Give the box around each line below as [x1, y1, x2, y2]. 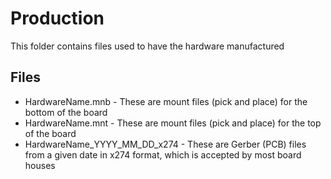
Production [10, 7, 105, 30]
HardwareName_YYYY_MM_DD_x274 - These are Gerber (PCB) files [24, 138, 307, 150]
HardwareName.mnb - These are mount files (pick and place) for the [24, 95, 308, 107]
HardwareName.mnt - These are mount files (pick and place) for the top [24, 117, 322, 129]
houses [24, 159, 56, 171]
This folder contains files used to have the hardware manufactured [10, 40, 285, 52]
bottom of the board [24, 106, 108, 118]
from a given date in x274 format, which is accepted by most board [24, 148, 302, 161]
